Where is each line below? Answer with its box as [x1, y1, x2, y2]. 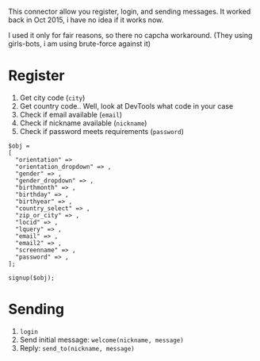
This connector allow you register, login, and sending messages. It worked [8, 7, 251, 16]
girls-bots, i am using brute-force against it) [8, 39, 151, 48]
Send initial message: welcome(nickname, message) [19, 335, 184, 344]
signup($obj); [8, 274, 55, 282]
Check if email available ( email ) [19, 109, 123, 119]
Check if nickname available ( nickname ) [19, 118, 147, 128]
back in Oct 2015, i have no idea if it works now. [8, 15, 164, 25]
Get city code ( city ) [19, 93, 86, 102]
